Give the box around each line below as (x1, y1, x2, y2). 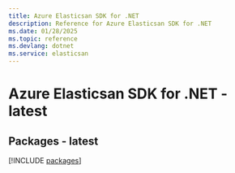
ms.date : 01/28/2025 (8, 27, 79, 35)
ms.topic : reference (8, 34, 79, 43)
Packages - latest (8, 134, 99, 148)
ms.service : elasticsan (8, 50, 89, 58)
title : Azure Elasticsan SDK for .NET (8, 11, 139, 20)
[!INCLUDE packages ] (8, 156, 82, 165)
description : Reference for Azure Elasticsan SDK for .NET (8, 19, 212, 28)
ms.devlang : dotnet (8, 42, 75, 50)
